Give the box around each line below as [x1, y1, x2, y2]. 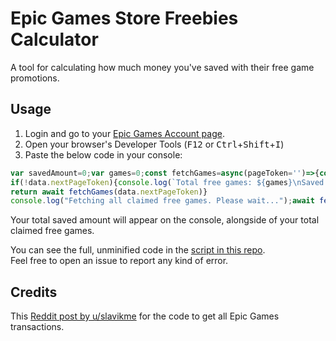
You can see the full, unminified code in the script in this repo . [10, 244, 266, 256]
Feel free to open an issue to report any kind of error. [10, 255, 229, 267]
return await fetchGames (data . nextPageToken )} [10, 187, 208, 197]
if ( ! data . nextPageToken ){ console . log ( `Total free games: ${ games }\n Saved [10, 177, 325, 187]
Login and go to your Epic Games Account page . [24, 127, 225, 139]
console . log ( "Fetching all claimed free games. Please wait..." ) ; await [10, 196, 315, 206]
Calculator [10, 28, 99, 51]
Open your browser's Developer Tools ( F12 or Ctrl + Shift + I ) [24, 138, 285, 150]
